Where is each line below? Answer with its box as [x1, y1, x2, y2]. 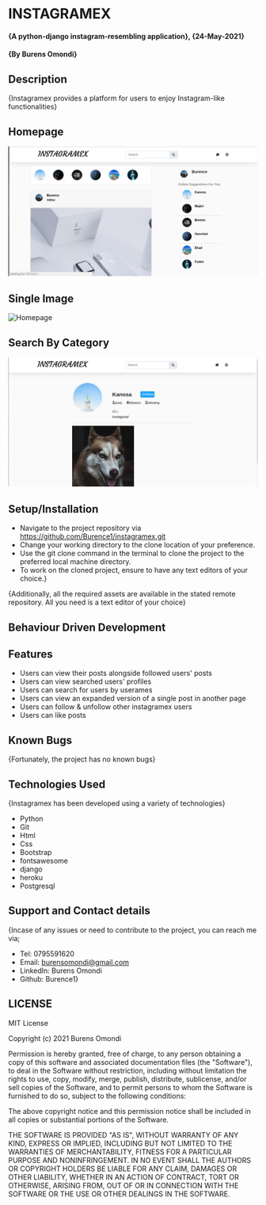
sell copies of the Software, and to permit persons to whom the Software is [8, 1082, 253, 1092]
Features [8, 647, 53, 661]
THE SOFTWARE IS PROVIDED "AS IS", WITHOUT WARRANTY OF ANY [8, 1130, 239, 1139]
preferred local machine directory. [19, 557, 131, 566]
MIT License [8, 1018, 49, 1028]
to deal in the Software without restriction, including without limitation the [8, 1066, 247, 1075]
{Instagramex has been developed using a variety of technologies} [8, 798, 226, 808]
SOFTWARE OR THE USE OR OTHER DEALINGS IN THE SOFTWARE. [8, 1189, 230, 1199]
